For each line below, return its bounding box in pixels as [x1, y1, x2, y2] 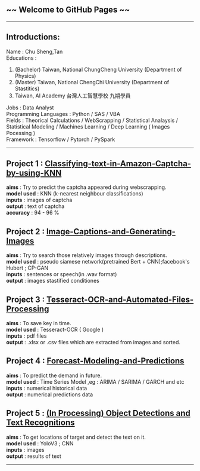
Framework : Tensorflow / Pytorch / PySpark [6, 136, 115, 143]
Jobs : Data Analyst [6, 104, 54, 111]
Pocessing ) [6, 129, 36, 136]
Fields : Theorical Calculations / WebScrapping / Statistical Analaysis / [6, 117, 179, 124]
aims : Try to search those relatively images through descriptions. [6, 252, 168, 259]
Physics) [14, 72, 36, 79]
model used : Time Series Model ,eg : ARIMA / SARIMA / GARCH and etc [6, 378, 185, 385]
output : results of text [6, 452, 61, 460]
